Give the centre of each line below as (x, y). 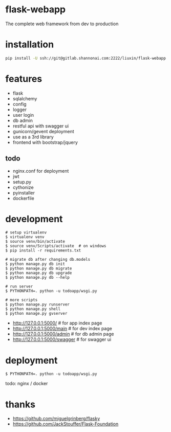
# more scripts (22, 300)
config (19, 104)
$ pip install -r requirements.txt (43, 250)
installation (30, 44)
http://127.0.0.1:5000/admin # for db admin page (63, 334)
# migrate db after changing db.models (48, 260)
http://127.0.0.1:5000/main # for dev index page (62, 329)
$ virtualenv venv (25, 237)
